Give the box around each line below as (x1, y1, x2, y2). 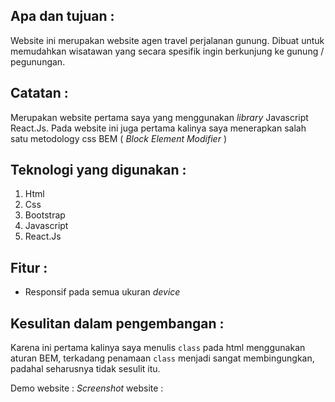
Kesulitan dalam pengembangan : (10, 315, 225, 332)
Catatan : (10, 85, 69, 102)
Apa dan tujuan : (10, 8, 115, 25)
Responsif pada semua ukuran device (24, 286, 181, 298)
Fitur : (10, 259, 48, 276)
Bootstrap (24, 209, 66, 221)
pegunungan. (10, 55, 66, 68)
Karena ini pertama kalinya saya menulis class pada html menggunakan (10, 342, 306, 354)
